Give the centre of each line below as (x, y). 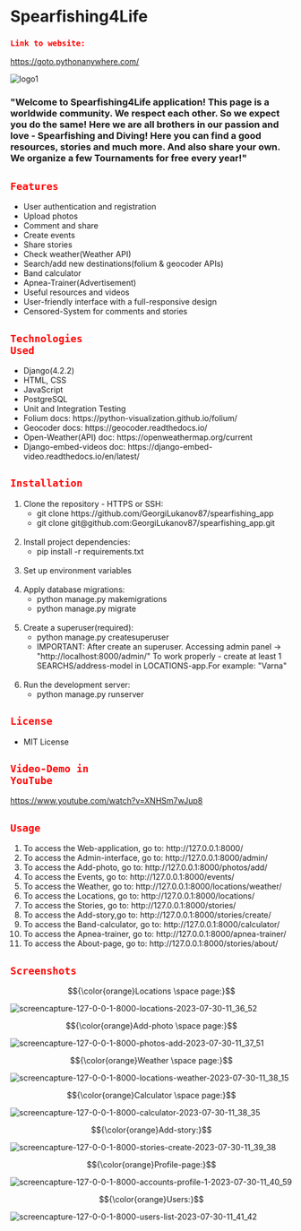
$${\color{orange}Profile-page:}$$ (151, 1165)
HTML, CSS (44, 380)
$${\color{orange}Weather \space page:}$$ (151, 1061)
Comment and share (61, 226)
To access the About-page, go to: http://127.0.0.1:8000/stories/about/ (150, 943)
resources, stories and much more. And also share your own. (145, 147)
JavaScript (43, 390)
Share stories (47, 245)
